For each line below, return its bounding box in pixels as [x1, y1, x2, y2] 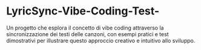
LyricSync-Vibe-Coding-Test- [6, 4, 160, 18]
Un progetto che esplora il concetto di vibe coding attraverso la [6, 24, 164, 31]
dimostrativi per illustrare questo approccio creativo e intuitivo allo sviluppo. [6, 37, 196, 44]
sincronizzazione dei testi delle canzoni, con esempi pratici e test [6, 30, 169, 37]
